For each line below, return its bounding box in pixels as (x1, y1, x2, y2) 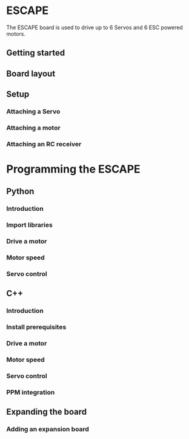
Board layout (6, 68, 56, 79)
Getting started (6, 48, 65, 58)
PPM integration (6, 388, 55, 396)
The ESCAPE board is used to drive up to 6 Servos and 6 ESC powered (6, 24, 183, 31)
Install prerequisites (6, 323, 67, 332)
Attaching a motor (6, 123, 61, 132)
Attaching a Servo (6, 107, 61, 116)
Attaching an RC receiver (6, 140, 82, 148)
